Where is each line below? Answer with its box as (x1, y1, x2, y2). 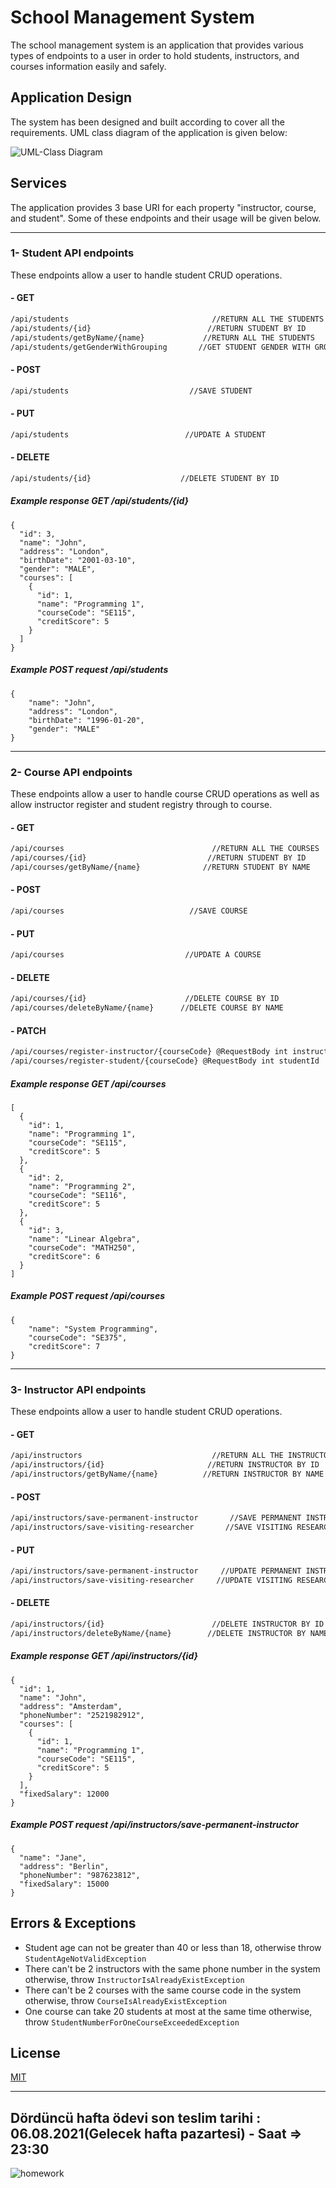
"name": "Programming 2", (28, 1181, 137, 1191)
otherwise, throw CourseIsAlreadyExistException (24, 1994, 228, 2006)
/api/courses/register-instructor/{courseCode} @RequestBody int (10, 1047, 288, 1057)
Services (10, 175, 68, 192)
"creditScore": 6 (28, 1251, 101, 1261)
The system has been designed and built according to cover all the (10, 116, 285, 128)
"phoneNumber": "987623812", (19, 1870, 141, 1880)
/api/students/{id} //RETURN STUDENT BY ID (10, 323, 307, 333)
